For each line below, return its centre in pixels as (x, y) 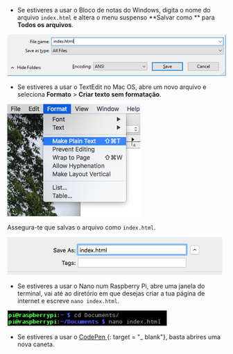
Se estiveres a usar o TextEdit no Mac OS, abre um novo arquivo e (112, 87)
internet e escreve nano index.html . (68, 300)
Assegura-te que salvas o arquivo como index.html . (81, 227)
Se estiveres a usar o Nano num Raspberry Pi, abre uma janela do (111, 286)
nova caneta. (36, 344)
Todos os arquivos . (45, 25)
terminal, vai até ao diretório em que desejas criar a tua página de (111, 293)
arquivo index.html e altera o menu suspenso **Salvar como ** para (116, 17)
